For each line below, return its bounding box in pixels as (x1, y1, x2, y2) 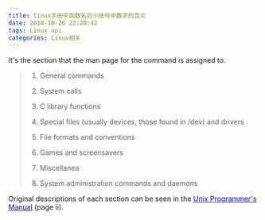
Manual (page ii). (8, 203, 64, 212)
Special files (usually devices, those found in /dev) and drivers (39, 117, 244, 127)
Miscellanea (39, 164, 80, 173)
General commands (39, 71, 105, 80)
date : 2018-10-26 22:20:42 (8, 19, 98, 27)
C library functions (39, 102, 101, 111)
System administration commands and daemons (39, 179, 198, 188)
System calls (39, 87, 82, 96)
